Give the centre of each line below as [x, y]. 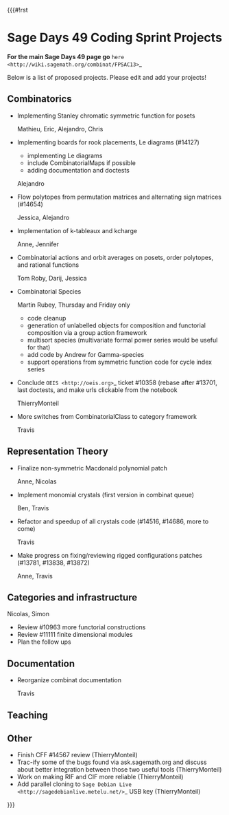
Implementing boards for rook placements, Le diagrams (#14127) [108, 142]
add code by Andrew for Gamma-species [86, 354]
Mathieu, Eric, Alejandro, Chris [60, 129]
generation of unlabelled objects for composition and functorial [116, 325]
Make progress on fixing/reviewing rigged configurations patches [109, 555]
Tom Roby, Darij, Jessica [52, 278]
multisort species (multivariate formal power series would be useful [122, 340]
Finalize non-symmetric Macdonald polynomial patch [92, 468]
